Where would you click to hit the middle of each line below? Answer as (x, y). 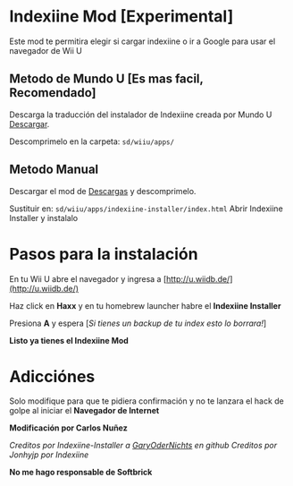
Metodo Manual (54, 170)
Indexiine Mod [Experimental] (121, 17)
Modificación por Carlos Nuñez (68, 428)
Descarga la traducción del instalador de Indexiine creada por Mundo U (141, 115)
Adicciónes (52, 376)
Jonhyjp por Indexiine (49, 455)
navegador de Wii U (46, 50)
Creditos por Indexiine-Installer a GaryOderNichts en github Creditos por (143, 446)
